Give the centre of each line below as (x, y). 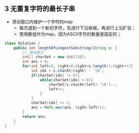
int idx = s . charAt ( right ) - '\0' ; (68, 71)
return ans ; (35, 116)
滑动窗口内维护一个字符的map (42, 22)
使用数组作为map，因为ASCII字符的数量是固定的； (70, 34)
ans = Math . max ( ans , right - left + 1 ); (69, 107)
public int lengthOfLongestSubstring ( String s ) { (66, 48)
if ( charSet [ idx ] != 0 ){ (55, 75)
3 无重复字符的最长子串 (40, 9)
